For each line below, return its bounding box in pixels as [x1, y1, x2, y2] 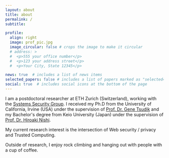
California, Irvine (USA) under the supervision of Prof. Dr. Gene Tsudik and [5, 106, 159, 112]
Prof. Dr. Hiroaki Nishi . [5, 117, 51, 123]
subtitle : [5, 21, 26, 27]
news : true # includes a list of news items [5, 72, 102, 77]
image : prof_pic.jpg [10, 40, 53, 45]
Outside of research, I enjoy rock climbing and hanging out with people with [5, 141, 162, 147]
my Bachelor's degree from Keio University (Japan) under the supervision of [5, 111, 164, 117]
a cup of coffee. [5, 147, 39, 153]
